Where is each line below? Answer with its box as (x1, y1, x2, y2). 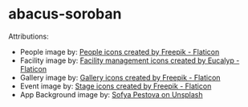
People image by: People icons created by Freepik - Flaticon (19, 47, 220, 56)
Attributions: (8, 31, 50, 41)
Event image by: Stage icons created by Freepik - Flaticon (19, 81, 212, 91)
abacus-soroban (8, 5, 122, 23)
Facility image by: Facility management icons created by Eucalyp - (19, 56, 240, 65)
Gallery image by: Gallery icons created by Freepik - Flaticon (19, 72, 221, 82)
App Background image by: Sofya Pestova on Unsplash (19, 89, 203, 99)
